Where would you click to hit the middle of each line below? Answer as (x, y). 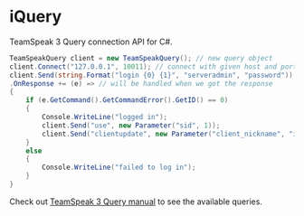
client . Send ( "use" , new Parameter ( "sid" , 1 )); (131, 125)
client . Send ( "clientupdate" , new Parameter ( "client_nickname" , (163, 134)
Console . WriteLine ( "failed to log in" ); (119, 168)
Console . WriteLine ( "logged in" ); (105, 117)
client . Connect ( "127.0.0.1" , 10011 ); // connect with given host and (143, 66)
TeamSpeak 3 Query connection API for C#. (91, 42)
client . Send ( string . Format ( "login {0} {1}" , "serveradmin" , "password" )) (152, 75)
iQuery (36, 17)
